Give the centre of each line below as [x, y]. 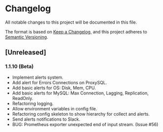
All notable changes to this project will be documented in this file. [71, 22]
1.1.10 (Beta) [19, 66]
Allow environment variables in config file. [54, 108]
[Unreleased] [26, 52]
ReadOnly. [23, 98]
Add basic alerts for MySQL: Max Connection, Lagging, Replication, [80, 93]
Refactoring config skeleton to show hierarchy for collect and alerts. [81, 114]
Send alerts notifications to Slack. [46, 119]
